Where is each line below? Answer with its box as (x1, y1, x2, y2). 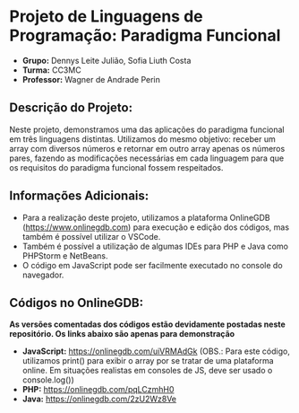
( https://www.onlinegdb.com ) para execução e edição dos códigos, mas (21, 222, 289, 233)
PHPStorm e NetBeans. (21, 250, 108, 261)
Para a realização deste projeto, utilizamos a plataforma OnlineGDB (21, 212, 270, 223)
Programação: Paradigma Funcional (9, 25, 281, 46)
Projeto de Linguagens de (9, 6, 203, 27)
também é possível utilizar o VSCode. (21, 231, 161, 242)
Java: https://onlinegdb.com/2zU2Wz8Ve (21, 393, 177, 405)
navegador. (21, 269, 64, 280)
